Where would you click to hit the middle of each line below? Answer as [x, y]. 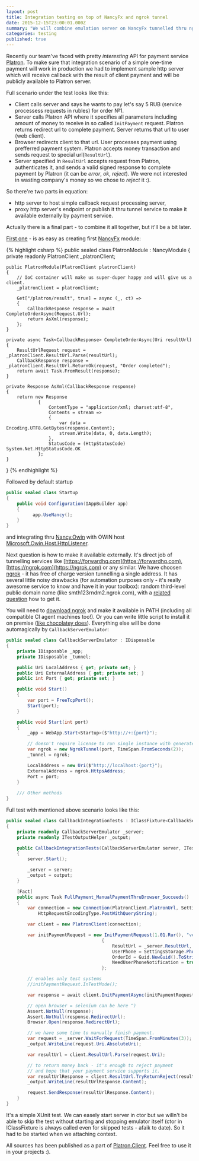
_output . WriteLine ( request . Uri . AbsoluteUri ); [85, 1044]
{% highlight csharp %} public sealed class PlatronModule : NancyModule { [98, 250]
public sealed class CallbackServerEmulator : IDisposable [81, 640]
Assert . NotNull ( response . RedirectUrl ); [77, 1017]
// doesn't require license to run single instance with [99, 744]
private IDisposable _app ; [50, 651]
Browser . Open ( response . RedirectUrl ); [74, 1022]
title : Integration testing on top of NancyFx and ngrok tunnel [87, 17]
